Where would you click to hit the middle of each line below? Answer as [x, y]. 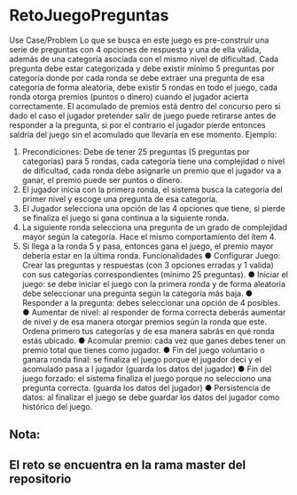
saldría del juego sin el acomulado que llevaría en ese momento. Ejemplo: [143, 134]
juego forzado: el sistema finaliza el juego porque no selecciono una [147, 378]
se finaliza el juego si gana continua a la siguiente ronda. [125, 218]
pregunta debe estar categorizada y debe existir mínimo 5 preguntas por [142, 68]
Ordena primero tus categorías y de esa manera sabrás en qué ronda [148, 331]
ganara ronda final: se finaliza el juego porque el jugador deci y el [141, 359]
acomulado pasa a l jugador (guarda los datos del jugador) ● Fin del [147, 369]
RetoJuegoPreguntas [89, 16]
